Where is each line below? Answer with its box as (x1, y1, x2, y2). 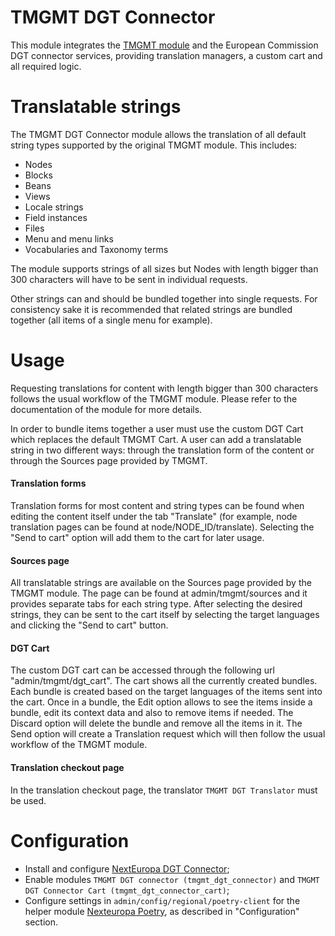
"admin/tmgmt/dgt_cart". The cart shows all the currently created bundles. (10, 675, 318, 687)
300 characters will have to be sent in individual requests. (10, 273, 248, 285)
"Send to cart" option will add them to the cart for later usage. (10, 532, 265, 544)
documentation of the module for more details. (10, 403, 203, 415)
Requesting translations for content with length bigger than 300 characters (10, 382, 319, 394)
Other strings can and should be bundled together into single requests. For (10, 292, 318, 305)
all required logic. (10, 60, 82, 72)
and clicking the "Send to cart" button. (10, 619, 169, 631)
